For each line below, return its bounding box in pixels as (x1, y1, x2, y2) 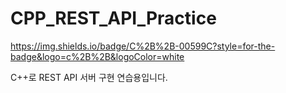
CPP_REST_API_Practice (10, 7, 217, 30)
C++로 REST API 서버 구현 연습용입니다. (10, 71, 168, 83)
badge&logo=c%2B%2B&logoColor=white (10, 50, 185, 62)
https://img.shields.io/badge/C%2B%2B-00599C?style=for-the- (10, 40, 276, 52)
